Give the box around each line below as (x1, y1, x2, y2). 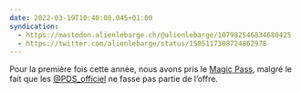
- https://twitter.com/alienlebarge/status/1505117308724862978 (17, 38, 267, 48)
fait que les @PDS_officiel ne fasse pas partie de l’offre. (9, 74, 219, 85)
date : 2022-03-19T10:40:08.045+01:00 (9, 13, 153, 23)
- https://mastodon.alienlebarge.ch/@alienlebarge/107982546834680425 (17, 30, 292, 39)
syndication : (9, 22, 59, 31)
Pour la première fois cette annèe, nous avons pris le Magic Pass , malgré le (9, 64, 293, 75)
